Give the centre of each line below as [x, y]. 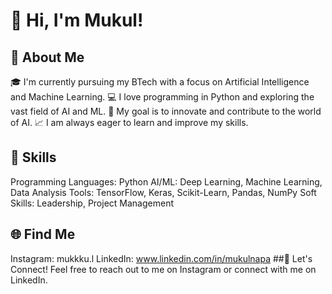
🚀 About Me [47, 57]
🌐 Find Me [43, 234]
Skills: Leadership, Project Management [92, 203]
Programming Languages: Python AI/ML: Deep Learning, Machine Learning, [166, 181]
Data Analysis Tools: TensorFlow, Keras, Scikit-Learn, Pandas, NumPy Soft [163, 192]
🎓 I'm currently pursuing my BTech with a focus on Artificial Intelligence [160, 82]
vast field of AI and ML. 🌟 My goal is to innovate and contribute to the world [166, 111]
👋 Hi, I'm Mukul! [77, 20]
